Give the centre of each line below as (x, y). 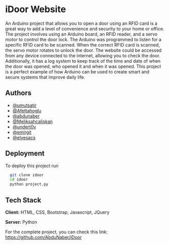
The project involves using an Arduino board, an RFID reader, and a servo (81, 34)
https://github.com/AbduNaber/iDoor (44, 237)
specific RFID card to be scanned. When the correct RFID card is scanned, (82, 45)
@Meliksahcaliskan (33, 121)
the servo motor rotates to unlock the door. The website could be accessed (83, 50)
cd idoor (19, 180)
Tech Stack (23, 200)
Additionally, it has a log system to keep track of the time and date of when (83, 61)
